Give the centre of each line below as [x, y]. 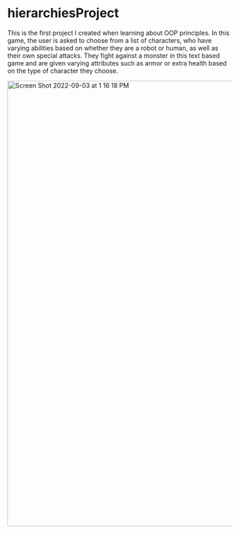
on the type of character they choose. [63, 71]
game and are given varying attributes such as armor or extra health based [117, 63]
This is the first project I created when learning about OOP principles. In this [118, 33]
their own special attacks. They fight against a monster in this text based [114, 56]
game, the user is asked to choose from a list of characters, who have [110, 40]
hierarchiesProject [63, 13]
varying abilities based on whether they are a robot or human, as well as [113, 48]
